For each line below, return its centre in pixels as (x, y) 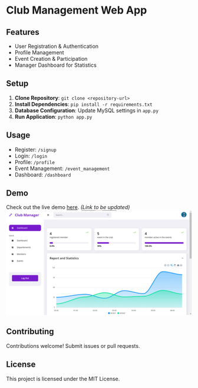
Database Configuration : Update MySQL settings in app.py (87, 110)
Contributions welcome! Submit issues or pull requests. (73, 345)
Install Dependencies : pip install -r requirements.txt (83, 104)
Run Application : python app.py (53, 116)
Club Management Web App (77, 10)
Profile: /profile (34, 162)
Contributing (30, 332)
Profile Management (39, 53)
